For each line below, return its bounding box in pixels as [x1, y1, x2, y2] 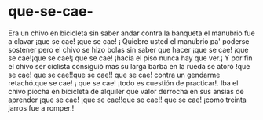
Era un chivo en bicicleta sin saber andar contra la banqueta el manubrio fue [8, 28, 255, 38]
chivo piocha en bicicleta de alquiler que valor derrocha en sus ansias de [8, 86, 245, 96]
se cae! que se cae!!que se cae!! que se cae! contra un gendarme [8, 70, 221, 79]
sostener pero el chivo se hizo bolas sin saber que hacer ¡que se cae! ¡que [8, 45, 249, 54]
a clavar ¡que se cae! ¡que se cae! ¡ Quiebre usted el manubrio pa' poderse [8, 36, 250, 45]
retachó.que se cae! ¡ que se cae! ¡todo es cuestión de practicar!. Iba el [8, 78, 239, 88]
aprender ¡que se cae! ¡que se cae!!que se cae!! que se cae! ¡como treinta [8, 95, 247, 104]
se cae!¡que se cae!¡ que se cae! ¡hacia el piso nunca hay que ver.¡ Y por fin [8, 53, 253, 63]
